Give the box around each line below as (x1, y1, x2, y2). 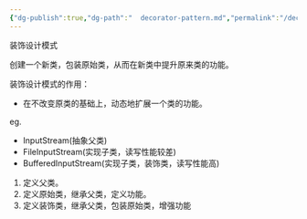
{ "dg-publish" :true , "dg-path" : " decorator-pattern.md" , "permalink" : (9, 13, 281, 23)
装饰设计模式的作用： (9, 78, 90, 89)
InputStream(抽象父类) (22, 134, 108, 146)
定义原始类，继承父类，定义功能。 (22, 188, 152, 199)
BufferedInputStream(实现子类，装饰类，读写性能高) (22, 157, 220, 169)
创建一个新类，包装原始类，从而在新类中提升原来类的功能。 (9, 58, 234, 69)
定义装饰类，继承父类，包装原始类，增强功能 (22, 200, 192, 211)
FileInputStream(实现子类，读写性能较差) (22, 146, 176, 157)
